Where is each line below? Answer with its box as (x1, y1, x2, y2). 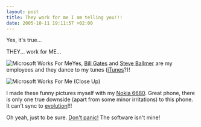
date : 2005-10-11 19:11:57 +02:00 (6, 20, 94, 26)
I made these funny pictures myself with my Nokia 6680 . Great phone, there (6, 90, 195, 97)
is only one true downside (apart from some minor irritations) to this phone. (6, 96, 193, 103)
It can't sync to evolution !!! (6, 102, 72, 110)
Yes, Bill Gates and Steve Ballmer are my (72, 60, 173, 67)
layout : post (6, 8, 39, 15)
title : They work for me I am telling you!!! (6, 14, 123, 20)
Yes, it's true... (6, 37, 42, 44)
